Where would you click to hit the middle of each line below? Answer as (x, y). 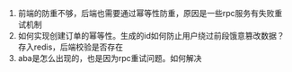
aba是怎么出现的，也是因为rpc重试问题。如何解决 (110, 58)
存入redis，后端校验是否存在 (71, 47)
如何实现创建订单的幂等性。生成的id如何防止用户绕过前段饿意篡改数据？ (151, 36)
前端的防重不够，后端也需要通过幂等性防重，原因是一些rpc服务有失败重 (150, 13)
